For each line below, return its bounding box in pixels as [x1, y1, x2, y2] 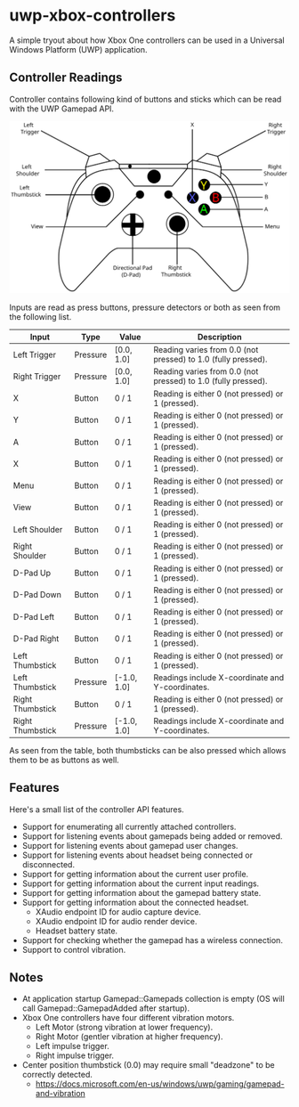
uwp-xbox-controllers [9, 5, 176, 26]
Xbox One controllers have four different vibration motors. [21, 1013, 235, 1023]
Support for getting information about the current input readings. [21, 878, 260, 889]
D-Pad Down [12, 590, 62, 600]
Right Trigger [12, 370, 61, 381]
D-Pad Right [12, 633, 60, 644]
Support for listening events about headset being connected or [21, 850, 254, 860]
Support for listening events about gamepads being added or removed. [21, 830, 283, 842]
